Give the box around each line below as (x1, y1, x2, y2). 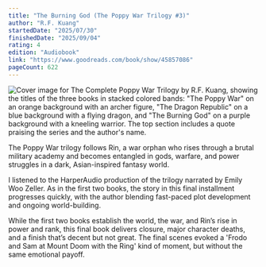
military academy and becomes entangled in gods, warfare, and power (8, 151, 240, 161)
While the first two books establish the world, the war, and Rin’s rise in (8, 215, 237, 225)
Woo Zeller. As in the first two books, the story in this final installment (8, 184, 235, 193)
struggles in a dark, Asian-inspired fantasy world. (8, 160, 170, 169)
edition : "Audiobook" (8, 48, 80, 56)
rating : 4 (8, 41, 41, 49)
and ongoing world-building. (8, 200, 102, 210)
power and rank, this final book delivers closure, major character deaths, (8, 224, 246, 234)
